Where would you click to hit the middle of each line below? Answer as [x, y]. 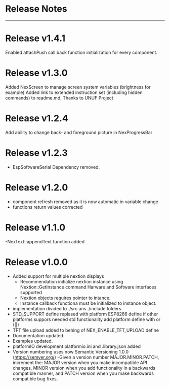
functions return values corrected [48, 207]
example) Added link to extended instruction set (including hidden [74, 92]
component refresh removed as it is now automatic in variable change [85, 202]
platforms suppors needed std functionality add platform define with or [87, 319]
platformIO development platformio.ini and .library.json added [76, 346]
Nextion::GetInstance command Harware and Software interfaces [88, 287]
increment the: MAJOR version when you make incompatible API [80, 362]
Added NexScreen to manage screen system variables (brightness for [78, 87]
